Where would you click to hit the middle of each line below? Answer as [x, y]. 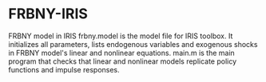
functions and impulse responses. [64, 69]
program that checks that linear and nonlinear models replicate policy [123, 61]
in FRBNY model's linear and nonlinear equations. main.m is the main [122, 53]
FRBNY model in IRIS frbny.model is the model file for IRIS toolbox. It [121, 36]
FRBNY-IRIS [48, 14]
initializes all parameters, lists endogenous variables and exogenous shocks [133, 44]
